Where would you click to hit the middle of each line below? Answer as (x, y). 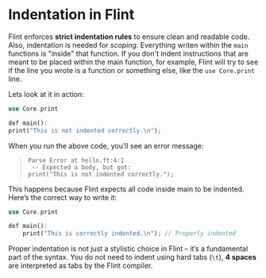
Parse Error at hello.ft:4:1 (76, 160)
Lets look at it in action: (46, 94)
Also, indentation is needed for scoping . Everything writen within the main (128, 44)
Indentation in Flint (71, 15)
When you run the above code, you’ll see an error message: (106, 145)
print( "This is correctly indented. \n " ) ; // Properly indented (129, 234)
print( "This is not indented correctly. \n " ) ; (85, 130)
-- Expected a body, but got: (81, 167)
